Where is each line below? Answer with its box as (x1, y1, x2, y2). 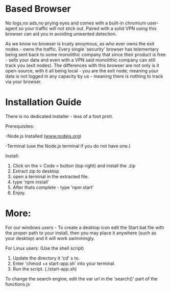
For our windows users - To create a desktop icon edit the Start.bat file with (5, 224, 164, 230)
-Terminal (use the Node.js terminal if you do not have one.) (5, 143, 131, 149)
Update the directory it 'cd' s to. (12, 255, 80, 261)
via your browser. (5, 78, 42, 85)
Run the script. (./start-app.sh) (12, 266, 77, 272)
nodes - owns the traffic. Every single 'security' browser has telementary (5, 46, 159, 52)
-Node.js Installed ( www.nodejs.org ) (5, 133, 82, 139)
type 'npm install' (12, 179, 50, 185)
